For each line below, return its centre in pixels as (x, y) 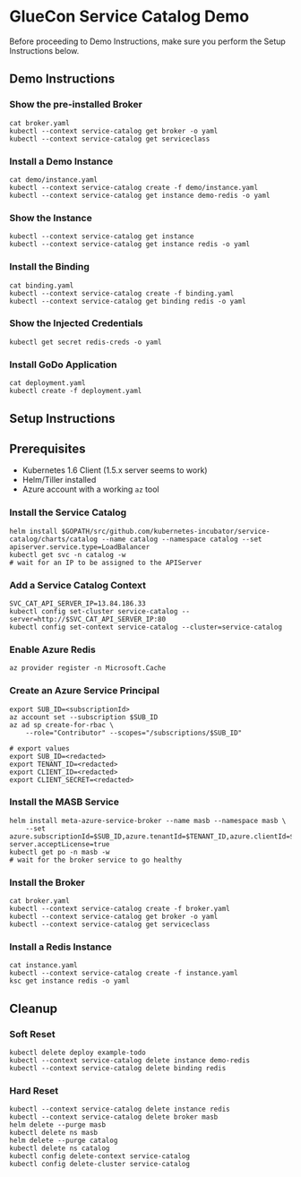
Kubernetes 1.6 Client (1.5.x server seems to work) (115, 470)
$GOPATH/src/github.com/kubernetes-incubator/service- (166, 531)
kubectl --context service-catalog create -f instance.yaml (124, 974)
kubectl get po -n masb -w (60, 852)
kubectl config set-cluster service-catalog (94, 611)
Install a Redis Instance (60, 947)
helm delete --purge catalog (64, 1141)
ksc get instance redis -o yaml (69, 981)
